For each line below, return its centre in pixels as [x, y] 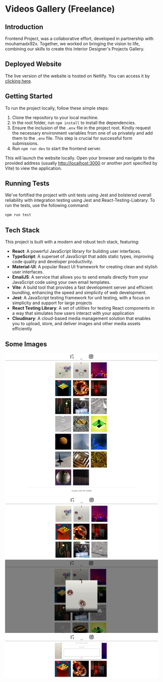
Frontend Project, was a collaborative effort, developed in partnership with [79, 38]
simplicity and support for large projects [52, 303]
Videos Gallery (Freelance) [60, 9]
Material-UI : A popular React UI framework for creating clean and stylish [85, 267]
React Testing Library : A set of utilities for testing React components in [83, 308]
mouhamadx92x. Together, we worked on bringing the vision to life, [73, 44]
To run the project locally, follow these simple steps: [57, 108]
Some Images [26, 344]
